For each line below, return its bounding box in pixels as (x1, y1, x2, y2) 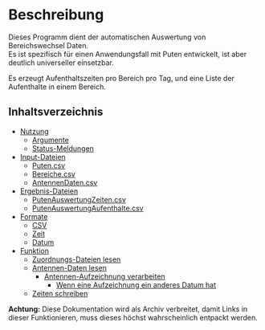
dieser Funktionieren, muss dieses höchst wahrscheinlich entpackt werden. (8, 312, 259, 322)
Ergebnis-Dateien (19, 186, 79, 196)
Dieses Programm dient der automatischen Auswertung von (8, 32, 206, 42)
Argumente (31, 135, 70, 145)
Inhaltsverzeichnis (8, 105, 104, 119)
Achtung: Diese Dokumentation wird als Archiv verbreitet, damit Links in (8, 304, 248, 314)
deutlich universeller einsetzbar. (8, 58, 114, 67)
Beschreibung (8, 6, 104, 24)
